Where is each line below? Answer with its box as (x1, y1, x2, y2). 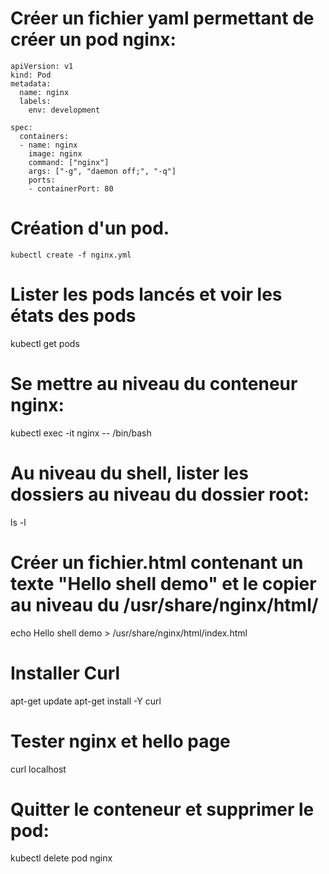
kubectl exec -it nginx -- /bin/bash (10, 427, 152, 439)
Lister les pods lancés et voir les (10, 283, 283, 306)
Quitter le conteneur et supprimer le (10, 798, 315, 821)
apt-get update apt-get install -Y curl (10, 695, 162, 707)
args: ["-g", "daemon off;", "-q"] (28, 166, 177, 176)
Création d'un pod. (10, 217, 170, 240)
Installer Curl (10, 662, 121, 684)
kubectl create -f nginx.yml (10, 250, 132, 260)
